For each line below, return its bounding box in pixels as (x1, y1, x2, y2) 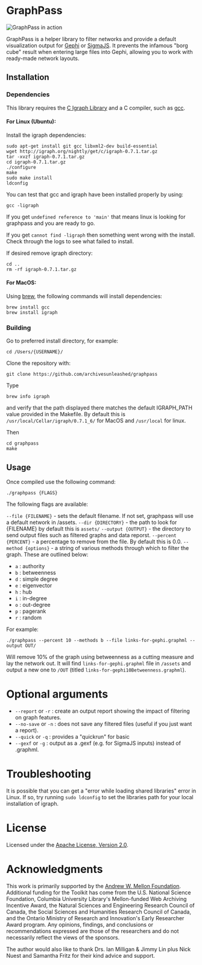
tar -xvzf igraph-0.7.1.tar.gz (6, 154, 85, 160)
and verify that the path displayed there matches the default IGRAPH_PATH (6, 404, 193, 411)
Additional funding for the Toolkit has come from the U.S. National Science (6, 889, 191, 896)
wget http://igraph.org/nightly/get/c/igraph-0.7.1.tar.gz (6, 148, 158, 154)
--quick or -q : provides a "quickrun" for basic (14, 733, 130, 741)
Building (6, 323, 31, 332)
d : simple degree (14, 575, 58, 583)
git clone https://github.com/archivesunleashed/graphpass (6, 371, 158, 378)
